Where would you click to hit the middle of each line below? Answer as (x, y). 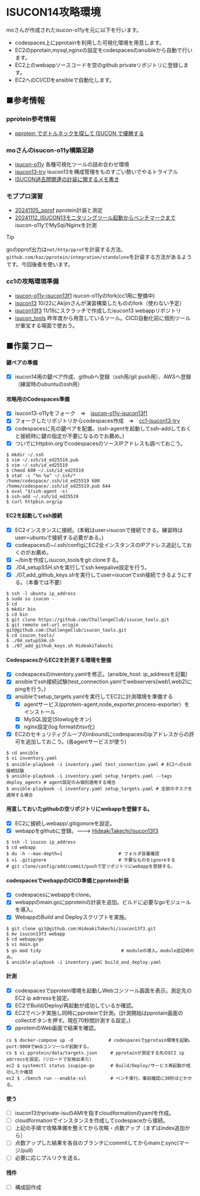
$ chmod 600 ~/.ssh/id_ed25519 (45, 470)
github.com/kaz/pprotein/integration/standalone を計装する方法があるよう (99, 257)
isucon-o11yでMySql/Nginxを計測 (56, 225)
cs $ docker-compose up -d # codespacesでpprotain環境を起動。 (100, 1040)
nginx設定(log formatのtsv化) (59, 727)
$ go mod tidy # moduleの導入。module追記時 (98, 951)
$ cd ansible (22, 753)
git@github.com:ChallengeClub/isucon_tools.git (67, 631)
